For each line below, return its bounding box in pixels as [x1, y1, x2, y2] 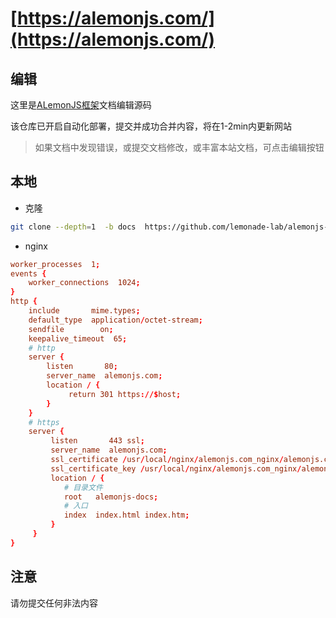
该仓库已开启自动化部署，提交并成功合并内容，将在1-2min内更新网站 [10, 120, 293, 132]
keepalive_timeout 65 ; [28, 333, 128, 344]
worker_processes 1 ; [10, 259, 101, 269]
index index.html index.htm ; [63, 510, 190, 521]
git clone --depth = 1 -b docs [10, 222, 137, 232]
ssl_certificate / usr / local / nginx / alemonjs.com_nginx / [50, 455, 284, 465]
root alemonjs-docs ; [63, 492, 159, 502]
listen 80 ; [46, 362, 118, 372]
